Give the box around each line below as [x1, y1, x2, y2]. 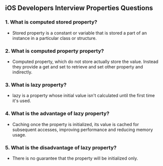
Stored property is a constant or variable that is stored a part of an [12, 30, 147, 36]
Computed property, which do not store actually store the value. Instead [12, 59, 159, 65]
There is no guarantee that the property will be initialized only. [12, 155, 138, 161]
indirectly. [12, 69, 33, 75]
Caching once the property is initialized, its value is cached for [12, 121, 139, 127]
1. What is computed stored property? [5, 19, 98, 26]
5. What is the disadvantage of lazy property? [5, 144, 117, 151]
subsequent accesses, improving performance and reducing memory [12, 127, 153, 133]
